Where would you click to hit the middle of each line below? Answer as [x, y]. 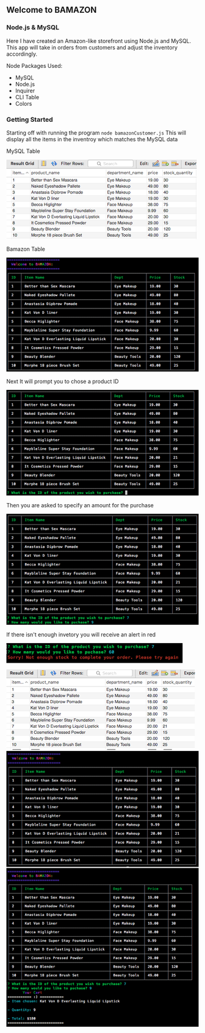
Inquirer [25, 91]
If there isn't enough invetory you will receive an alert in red [81, 635]
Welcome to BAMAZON [52, 10]
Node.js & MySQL [33, 28]
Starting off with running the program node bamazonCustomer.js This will [96, 132]
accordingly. [22, 54]
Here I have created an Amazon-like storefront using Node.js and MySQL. [99, 41]
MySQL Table [23, 151]
